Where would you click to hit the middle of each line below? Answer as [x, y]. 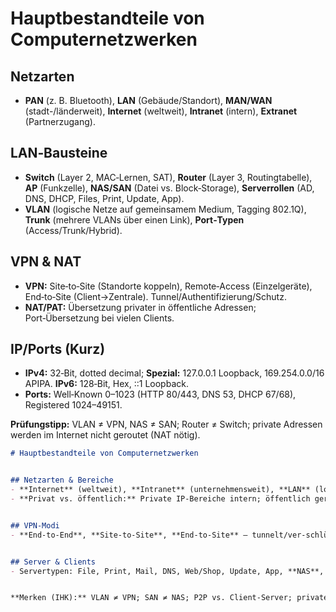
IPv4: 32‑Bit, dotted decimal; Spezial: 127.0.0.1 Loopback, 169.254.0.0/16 [174, 373]
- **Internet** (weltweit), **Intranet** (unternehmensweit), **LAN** [160, 490]
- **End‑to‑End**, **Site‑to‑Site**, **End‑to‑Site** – [129, 535]
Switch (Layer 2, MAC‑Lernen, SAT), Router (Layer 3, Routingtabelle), [168, 177]
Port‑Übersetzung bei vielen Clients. [99, 318]
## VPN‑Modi [35, 525]
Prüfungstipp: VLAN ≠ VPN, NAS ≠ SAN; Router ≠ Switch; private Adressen [166, 424]
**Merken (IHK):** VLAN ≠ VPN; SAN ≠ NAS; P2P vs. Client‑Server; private [169, 598]
